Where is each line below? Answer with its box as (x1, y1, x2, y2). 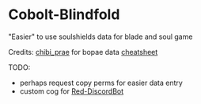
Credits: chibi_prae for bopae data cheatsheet (8, 47, 158, 56)
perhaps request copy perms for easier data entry (19, 78, 184, 87)
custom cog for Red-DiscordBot (19, 86, 124, 96)
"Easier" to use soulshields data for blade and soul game (8, 32, 193, 41)
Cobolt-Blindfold (8, 6, 120, 24)
